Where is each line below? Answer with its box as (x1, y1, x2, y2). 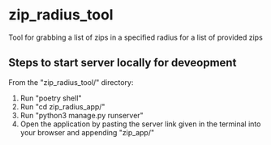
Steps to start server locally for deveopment (8, 56, 237, 70)
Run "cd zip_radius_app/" (19, 101, 105, 111)
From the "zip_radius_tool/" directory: (8, 77, 134, 87)
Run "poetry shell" (19, 93, 82, 103)
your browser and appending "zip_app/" (19, 127, 155, 137)
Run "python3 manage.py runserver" (19, 110, 144, 120)
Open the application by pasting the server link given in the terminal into (19, 119, 261, 129)
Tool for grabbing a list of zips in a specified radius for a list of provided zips (8, 32, 264, 42)
